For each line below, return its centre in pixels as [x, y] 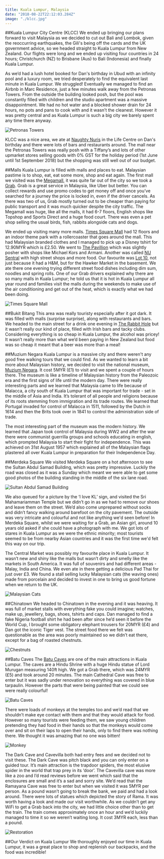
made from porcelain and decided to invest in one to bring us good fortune [80, 579]
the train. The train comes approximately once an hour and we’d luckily [77, 812]
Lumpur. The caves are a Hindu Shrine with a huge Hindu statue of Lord [77, 664]
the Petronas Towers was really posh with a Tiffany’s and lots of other [75, 150]
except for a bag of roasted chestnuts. [44, 640]
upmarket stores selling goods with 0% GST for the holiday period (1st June [82, 155]
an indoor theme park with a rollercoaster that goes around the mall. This [79, 237]
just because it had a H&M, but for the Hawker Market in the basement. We [81, 263]
